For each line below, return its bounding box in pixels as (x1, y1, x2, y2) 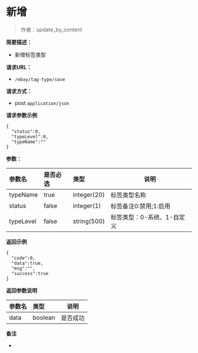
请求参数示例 (6, 112, 37, 119)
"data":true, (11, 260, 44, 266)
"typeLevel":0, (11, 133, 49, 139)
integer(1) (72, 201, 101, 210)
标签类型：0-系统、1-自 (110, 213, 180, 221)
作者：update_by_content (20, 26, 82, 33)
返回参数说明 (6, 287, 37, 294)
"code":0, (11, 255, 35, 261)
